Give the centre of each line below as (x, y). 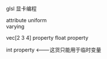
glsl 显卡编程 (21, 8)
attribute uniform (26, 20)
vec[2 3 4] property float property (47, 38)
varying (15, 26)
